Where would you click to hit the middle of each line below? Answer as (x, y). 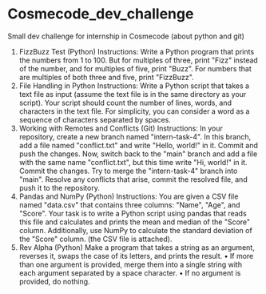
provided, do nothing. (54, 281)
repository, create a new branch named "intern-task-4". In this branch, (135, 136)
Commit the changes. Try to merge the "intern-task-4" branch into (128, 171)
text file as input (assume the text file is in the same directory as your (133, 94)
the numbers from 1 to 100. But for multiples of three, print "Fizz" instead (139, 60)
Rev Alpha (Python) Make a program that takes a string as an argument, (137, 247)
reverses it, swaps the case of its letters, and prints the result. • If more (136, 256)
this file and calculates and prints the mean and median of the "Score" (135, 222)
